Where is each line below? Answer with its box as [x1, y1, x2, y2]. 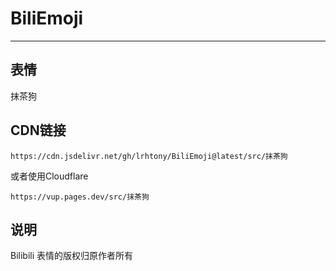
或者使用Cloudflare [10, 170, 89, 182]
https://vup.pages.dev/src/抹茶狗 [10, 192, 150, 202]
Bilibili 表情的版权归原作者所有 [10, 250, 134, 262]
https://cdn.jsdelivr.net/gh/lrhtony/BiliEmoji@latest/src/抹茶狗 [10, 151, 288, 161]
